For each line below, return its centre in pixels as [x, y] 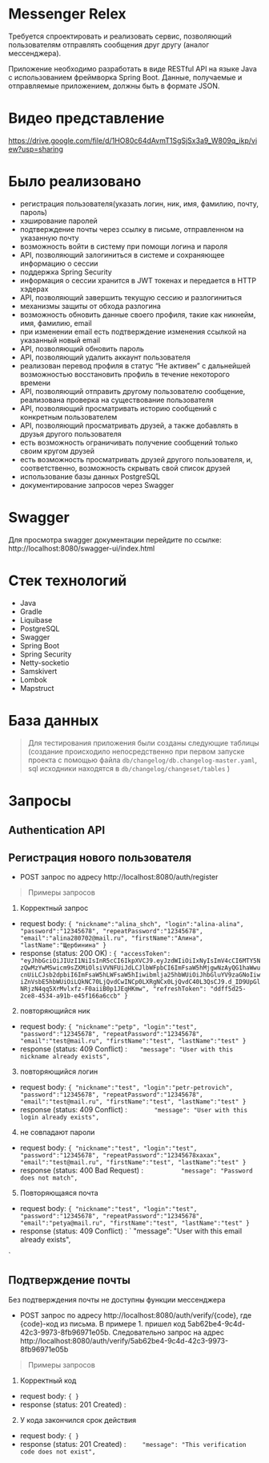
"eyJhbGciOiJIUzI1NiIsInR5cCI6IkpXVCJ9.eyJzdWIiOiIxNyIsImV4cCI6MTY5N [140, 961]
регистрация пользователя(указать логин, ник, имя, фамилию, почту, [139, 203]
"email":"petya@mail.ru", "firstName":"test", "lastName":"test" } [134, 1223]
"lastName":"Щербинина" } [63, 945]
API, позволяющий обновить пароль [82, 348]
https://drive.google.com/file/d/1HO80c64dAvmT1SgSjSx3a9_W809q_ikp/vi [133, 140]
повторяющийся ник [55, 1011]
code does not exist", [58, 1452]
